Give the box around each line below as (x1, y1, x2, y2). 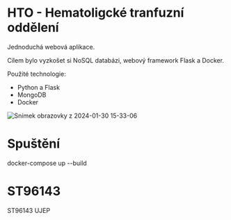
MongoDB (17, 91, 47, 99)
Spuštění (7, 136, 61, 152)
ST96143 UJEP (7, 206, 51, 214)
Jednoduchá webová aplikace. (7, 42, 95, 51)
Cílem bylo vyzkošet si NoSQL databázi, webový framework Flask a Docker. (7, 56, 225, 64)
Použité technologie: (7, 70, 66, 78)
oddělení (7, 19, 59, 36)
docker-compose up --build (7, 159, 87, 167)
